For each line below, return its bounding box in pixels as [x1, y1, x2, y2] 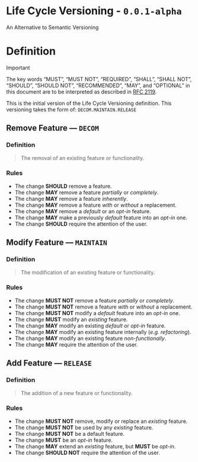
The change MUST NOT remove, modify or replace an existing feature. [14, 418, 188, 425]
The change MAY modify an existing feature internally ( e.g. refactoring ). [14, 328, 191, 335]
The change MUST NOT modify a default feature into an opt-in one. [14, 309, 181, 316]
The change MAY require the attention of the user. [14, 341, 138, 348]
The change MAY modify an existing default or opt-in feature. [14, 322, 166, 329]
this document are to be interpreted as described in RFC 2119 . [6, 88, 157, 95]
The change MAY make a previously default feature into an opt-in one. [14, 214, 188, 221]
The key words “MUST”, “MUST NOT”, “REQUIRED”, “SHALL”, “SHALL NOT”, [6, 75, 192, 82]
